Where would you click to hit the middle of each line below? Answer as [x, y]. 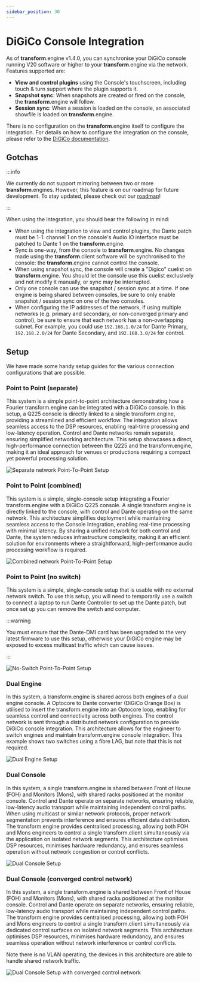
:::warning [19, 620]
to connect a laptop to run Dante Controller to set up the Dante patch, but [96, 603]
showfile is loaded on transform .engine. [64, 114]
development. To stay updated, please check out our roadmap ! [84, 196]
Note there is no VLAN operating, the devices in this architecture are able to [99, 954]
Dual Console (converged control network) [69, 879]
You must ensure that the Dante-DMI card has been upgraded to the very [96, 632]
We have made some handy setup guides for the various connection [90, 366]
